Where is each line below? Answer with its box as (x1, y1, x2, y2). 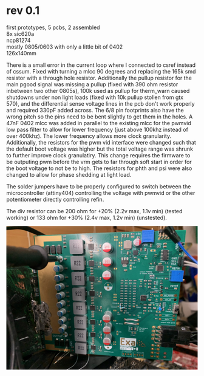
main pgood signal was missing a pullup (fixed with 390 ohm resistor (6, 80, 178, 88)
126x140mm (6, 49, 36, 56)
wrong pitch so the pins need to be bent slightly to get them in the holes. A (6, 113, 193, 120)
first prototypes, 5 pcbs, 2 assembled (6, 24, 100, 31)
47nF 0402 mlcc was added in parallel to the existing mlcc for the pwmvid (6, 119, 191, 126)
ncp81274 (6, 36, 31, 44)
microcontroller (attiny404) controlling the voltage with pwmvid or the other (6, 189, 195, 196)
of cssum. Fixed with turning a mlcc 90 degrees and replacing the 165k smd (6, 67, 196, 75)
